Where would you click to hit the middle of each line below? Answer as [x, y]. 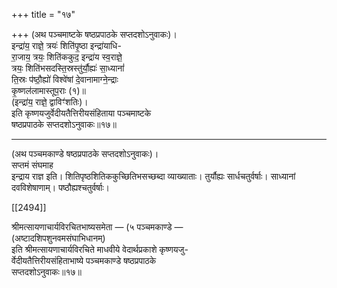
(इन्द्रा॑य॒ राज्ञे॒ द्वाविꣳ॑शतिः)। [50, 102]
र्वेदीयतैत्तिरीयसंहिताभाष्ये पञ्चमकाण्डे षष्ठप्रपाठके [84, 260]
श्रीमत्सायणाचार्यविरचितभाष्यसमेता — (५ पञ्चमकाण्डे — [97, 227]
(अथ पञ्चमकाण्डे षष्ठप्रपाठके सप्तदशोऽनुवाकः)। [85, 153]
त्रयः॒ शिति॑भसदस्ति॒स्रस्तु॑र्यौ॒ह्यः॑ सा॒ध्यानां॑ [68, 68]
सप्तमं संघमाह [32, 165]
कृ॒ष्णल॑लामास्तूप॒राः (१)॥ [49, 90]
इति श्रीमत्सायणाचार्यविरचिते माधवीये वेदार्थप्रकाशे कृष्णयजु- [100, 249]
